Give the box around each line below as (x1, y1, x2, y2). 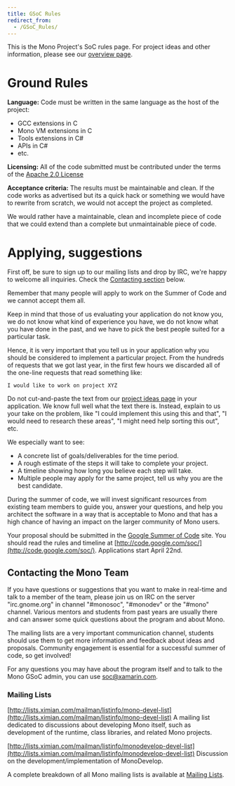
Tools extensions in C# (17, 134, 84, 143)
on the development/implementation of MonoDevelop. (7, 757, 163, 766)
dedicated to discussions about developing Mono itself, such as (7, 721, 192, 729)
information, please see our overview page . (7, 50, 133, 58)
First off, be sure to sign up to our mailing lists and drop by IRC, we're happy (7, 268, 227, 277)
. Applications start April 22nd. (94, 546, 183, 554)
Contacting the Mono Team (7, 566, 129, 578)
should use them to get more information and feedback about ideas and (7, 636, 215, 645)
